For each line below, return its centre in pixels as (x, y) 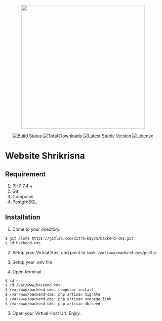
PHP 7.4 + (22, 186)
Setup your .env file (32, 262)
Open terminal (27, 271)
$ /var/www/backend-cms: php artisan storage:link (58, 299)
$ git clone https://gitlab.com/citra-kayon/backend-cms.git (69, 238)
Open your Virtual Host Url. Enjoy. (46, 313)
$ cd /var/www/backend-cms (33, 285)
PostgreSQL (24, 202)
